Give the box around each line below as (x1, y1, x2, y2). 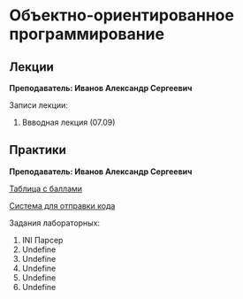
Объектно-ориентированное (9, 5, 234, 26)
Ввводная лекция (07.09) (21, 117, 116, 127)
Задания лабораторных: (9, 218, 100, 228)
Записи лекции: (9, 100, 68, 111)
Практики (9, 142, 66, 157)
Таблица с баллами (9, 183, 82, 194)
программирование (9, 24, 165, 44)
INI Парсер (21, 234, 64, 245)
